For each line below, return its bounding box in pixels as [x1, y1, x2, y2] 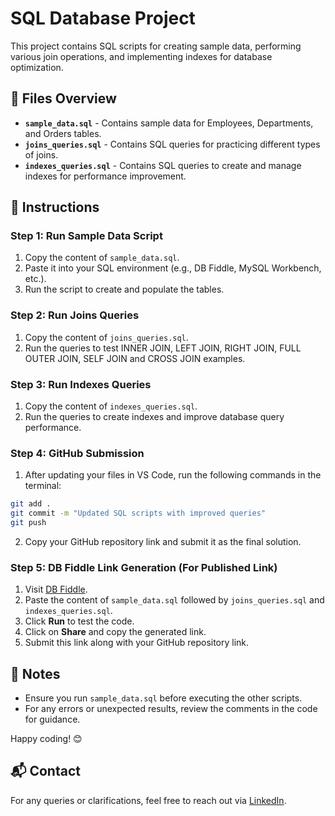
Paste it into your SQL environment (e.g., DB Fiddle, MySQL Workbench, [24, 262, 322, 274]
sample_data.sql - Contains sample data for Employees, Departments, [24, 117, 314, 129]
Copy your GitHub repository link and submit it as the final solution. [24, 535, 302, 547]
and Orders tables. [24, 127, 102, 139]
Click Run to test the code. [24, 615, 135, 627]
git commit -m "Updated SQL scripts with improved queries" [10, 508, 267, 519]
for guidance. [24, 713, 81, 726]
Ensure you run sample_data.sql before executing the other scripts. [24, 692, 303, 704]
